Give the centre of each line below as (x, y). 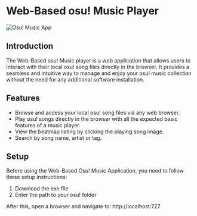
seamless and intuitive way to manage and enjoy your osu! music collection (99, 73)
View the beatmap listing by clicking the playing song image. (89, 132)
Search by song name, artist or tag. (58, 137)
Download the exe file (41, 189)
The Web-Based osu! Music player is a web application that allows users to (98, 60)
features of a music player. (47, 125)
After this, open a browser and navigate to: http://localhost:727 (83, 206)
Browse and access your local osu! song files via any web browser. (97, 112)
